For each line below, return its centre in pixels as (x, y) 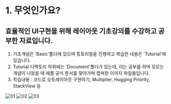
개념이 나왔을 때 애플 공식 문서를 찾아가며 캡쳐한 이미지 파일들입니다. (81, 73)
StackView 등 (27, 86)
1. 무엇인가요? (33, 11)
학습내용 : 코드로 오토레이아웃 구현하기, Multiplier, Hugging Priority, (81, 79)
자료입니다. (36, 41)
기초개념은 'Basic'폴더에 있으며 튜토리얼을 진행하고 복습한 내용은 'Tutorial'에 (89, 54)
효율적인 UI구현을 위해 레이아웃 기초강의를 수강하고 (81, 31)
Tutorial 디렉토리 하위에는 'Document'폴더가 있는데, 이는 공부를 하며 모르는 (88, 67)
